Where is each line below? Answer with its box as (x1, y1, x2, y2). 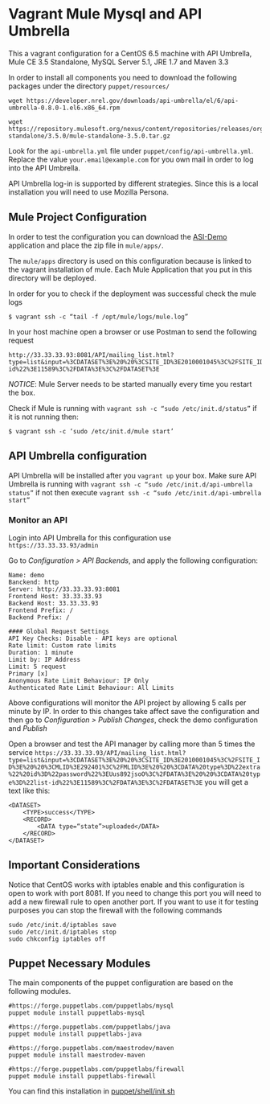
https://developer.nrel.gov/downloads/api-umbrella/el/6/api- (26, 96, 239, 105)
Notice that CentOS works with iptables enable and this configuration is (8, 880, 245, 889)
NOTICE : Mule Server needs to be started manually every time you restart (8, 379, 252, 388)
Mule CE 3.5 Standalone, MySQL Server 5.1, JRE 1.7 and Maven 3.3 (8, 57, 229, 67)
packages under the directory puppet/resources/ (8, 81, 170, 91)
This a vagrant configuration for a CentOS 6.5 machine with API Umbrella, (8, 48, 252, 58)
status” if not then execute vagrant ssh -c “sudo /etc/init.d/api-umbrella (8, 487, 262, 497)
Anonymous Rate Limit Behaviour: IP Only (8, 676, 149, 684)
